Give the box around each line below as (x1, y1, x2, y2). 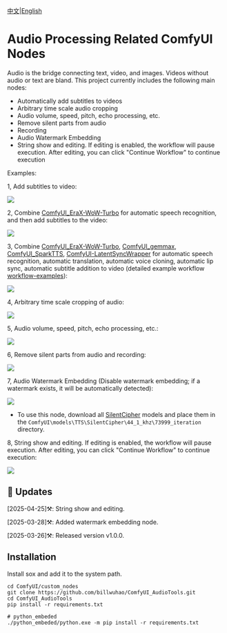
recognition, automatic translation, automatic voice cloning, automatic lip (7, 257, 214, 265)
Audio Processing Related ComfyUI (7, 31, 213, 47)
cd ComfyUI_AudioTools (7, 595, 72, 602)
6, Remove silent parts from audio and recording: (7, 350, 146, 358)
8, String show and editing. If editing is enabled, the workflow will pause (7, 438, 212, 447)
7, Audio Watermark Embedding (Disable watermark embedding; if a (7, 376, 201, 385)
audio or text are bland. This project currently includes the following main (7, 76, 215, 84)
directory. (17, 425, 45, 434)
